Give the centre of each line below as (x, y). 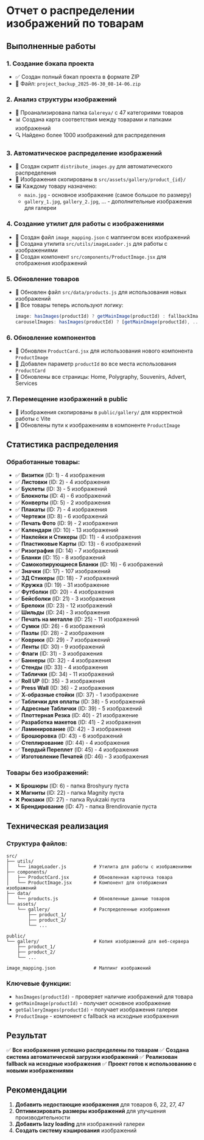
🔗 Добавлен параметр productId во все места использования (96, 364)
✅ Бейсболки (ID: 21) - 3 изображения (65, 599)
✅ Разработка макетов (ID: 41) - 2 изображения (78, 722)
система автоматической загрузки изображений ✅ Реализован (92, 1057)
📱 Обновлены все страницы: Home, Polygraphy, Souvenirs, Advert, (101, 377)
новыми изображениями (40, 1070)
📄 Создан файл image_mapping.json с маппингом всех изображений (103, 237)
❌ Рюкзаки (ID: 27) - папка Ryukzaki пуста (70, 800)
